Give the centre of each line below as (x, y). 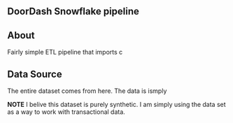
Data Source (35, 74)
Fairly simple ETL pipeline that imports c (65, 52)
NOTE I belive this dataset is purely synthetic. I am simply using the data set (116, 105)
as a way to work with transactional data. (66, 112)
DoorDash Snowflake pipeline (73, 12)
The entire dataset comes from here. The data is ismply (87, 91)
